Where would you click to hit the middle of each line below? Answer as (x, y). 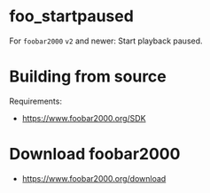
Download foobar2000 (95, 154)
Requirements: (35, 101)
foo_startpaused (72, 16)
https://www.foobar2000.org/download (94, 178)
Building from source (88, 77)
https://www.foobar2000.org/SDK (84, 118)
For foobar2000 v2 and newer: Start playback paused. (106, 41)
